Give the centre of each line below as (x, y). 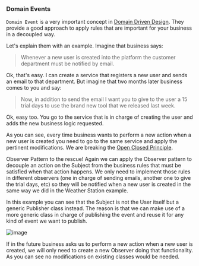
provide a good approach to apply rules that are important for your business (99, 28)
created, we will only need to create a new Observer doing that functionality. (99, 251)
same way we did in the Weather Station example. (67, 191)
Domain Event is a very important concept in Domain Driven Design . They (95, 22)
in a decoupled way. (31, 34)
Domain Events (29, 9)
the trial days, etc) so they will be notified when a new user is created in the (99, 184)
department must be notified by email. (67, 64)
